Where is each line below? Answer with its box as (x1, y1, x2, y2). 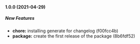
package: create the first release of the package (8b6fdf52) (12, 33, 136, 39)
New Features (5, 15, 35, 21)
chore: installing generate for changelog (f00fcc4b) (12, 28, 119, 34)
